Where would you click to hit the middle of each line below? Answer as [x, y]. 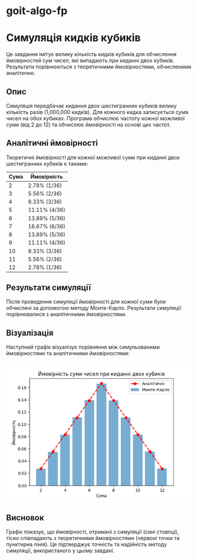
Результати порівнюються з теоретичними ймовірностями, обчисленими [99, 67]
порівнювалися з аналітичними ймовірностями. [66, 315]
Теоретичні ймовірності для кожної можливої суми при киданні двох [93, 157]
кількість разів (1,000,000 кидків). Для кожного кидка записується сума [97, 112]
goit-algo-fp [37, 11]
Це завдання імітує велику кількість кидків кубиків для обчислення [91, 54]
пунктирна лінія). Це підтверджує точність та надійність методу [86, 544]
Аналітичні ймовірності [52, 143]
